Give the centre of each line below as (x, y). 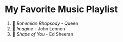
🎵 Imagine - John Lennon (38, 28)
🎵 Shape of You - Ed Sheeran (43, 34)
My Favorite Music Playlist (61, 9)
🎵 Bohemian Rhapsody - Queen (45, 23)
